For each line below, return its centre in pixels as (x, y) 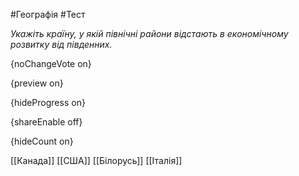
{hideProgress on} (48, 102)
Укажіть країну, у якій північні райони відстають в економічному (149, 33)
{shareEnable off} (46, 122)
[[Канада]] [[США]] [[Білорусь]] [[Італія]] (96, 160)
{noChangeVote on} (51, 63)
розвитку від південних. (61, 44)
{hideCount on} (42, 141)
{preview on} (37, 83)
